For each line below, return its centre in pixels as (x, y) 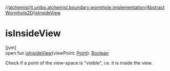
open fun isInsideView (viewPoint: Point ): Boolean (57, 53)
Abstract (156, 7)
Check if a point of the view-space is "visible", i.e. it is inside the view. (79, 63)
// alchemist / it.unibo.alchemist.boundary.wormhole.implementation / (76, 7)
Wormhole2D (19, 13)
